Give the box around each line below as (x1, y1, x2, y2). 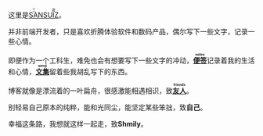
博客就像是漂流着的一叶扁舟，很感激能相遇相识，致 (8, 86, 173, 95)
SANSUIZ (28, 10, 59, 20)
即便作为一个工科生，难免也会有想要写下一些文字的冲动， (8, 55, 193, 65)
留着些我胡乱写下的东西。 (49, 67, 131, 76)
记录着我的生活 (207, 55, 255, 65)
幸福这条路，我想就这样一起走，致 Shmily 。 (8, 120, 148, 128)
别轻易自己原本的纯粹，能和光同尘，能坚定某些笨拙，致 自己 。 (8, 102, 207, 112)
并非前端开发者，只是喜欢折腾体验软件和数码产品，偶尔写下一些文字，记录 (8, 27, 248, 36)
